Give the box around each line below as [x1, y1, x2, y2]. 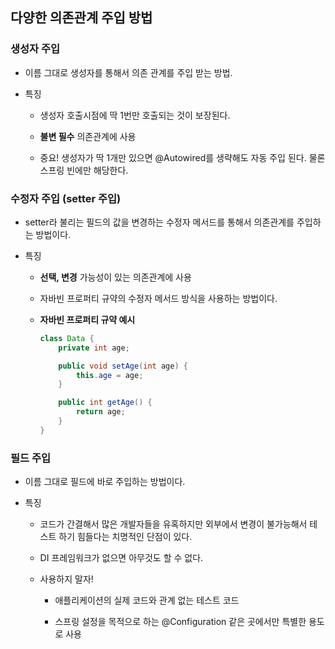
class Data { [39, 333, 95, 343]
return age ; [75, 407, 126, 417]
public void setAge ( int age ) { [58, 361, 188, 371]
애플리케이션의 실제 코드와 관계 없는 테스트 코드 [54, 594, 240, 607]
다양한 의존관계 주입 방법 [10, 9, 153, 27]
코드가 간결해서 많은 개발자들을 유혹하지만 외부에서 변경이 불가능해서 [39, 518, 308, 530]
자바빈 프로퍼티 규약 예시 [39, 313, 136, 325]
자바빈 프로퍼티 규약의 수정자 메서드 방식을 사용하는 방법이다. [39, 292, 278, 304]
